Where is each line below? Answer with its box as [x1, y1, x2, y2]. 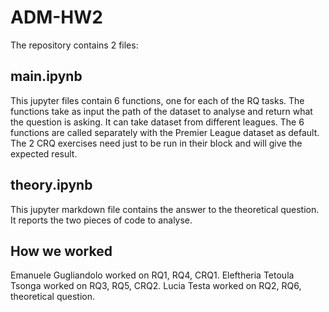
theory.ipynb [10, 177, 93, 194]
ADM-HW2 [10, 6, 103, 29]
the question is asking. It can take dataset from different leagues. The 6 [10, 116, 305, 128]
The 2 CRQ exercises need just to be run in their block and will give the [10, 137, 303, 149]
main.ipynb [10, 68, 83, 85]
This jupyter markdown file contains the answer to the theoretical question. [10, 203, 320, 215]
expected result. [10, 147, 78, 160]
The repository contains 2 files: [10, 39, 139, 51]
